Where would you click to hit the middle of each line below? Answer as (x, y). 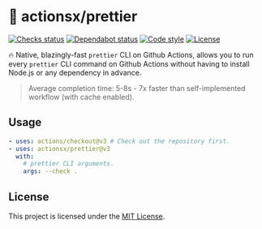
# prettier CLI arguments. (69, 164)
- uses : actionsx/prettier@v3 (60, 149)
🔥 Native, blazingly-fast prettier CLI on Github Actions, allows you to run (131, 54)
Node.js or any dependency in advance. (75, 72)
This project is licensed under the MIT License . (87, 216)
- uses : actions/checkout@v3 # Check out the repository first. (119, 141)
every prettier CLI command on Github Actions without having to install (129, 63)
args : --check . (51, 171)
